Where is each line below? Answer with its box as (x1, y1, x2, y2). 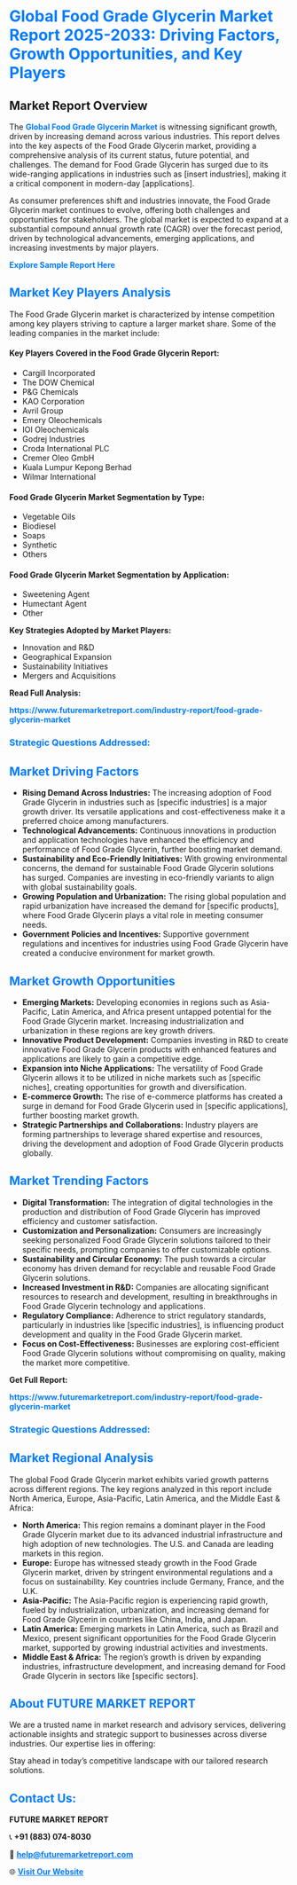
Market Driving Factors (9, 764, 139, 779)
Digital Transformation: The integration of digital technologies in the (21, 1197, 273, 1207)
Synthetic (21, 539, 58, 551)
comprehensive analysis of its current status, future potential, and (9, 150, 250, 161)
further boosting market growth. (21, 1110, 140, 1120)
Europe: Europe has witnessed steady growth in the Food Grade (21, 1557, 257, 1567)
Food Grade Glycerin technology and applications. (21, 1300, 206, 1311)
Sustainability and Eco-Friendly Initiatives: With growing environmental (21, 853, 288, 864)
